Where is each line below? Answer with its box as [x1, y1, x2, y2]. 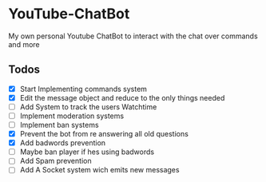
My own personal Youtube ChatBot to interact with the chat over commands [8, 31, 258, 41]
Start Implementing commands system [19, 84, 148, 93]
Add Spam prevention [19, 156, 92, 166]
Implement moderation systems [19, 111, 125, 121]
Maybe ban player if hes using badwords [19, 147, 154, 156]
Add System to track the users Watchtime [19, 101, 157, 112]
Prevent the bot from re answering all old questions [19, 129, 189, 139]
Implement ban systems [19, 121, 99, 129]
